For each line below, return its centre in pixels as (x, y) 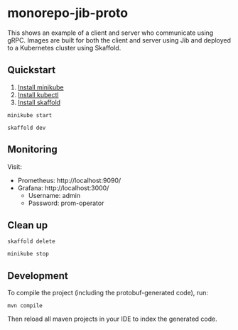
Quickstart (32, 70)
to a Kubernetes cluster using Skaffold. (64, 48)
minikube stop (28, 254)
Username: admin (54, 195)
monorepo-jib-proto (68, 13)
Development (38, 276)
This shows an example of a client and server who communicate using (110, 33)
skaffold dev (27, 128)
